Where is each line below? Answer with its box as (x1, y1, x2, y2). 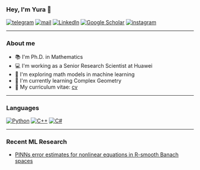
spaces (14, 158, 33, 165)
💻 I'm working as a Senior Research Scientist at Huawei (14, 62, 153, 69)
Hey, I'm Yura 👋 (6, 5, 52, 14)
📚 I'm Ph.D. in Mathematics (14, 53, 83, 60)
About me (6, 39, 36, 48)
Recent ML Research (6, 137, 67, 146)
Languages (6, 103, 40, 112)
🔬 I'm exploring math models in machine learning (14, 71, 135, 78)
